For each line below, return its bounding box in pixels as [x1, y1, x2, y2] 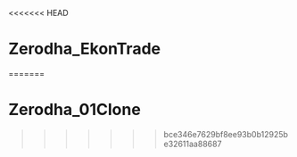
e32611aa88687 [163, 138, 222, 149]
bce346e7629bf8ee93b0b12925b [163, 128, 289, 139]
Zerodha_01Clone [8, 100, 142, 120]
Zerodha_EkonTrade [8, 39, 161, 59]
